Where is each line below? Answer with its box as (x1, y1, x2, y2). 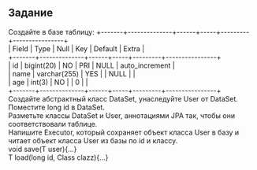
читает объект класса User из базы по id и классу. (8, 135, 178, 145)
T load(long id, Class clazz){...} (8, 153, 109, 162)
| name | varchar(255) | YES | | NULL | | (8, 68, 136, 78)
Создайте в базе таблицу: (8, 27, 95, 36)
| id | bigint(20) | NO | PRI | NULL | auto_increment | (8, 61, 175, 70)
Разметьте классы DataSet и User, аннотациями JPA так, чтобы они (8, 110, 235, 120)
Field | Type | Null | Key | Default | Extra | (12, 43, 145, 54)
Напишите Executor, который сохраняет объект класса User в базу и (8, 128, 240, 137)
